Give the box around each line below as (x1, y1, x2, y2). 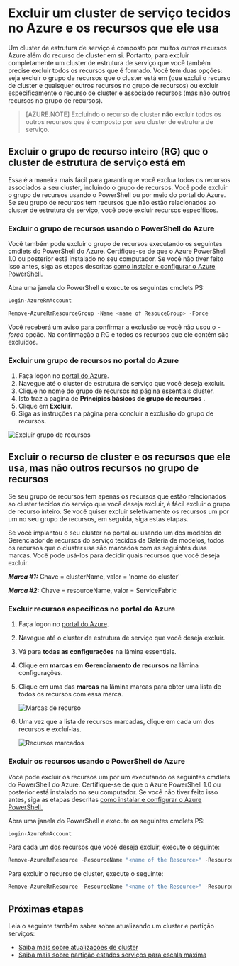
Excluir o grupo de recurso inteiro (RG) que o (8, 145, 209, 157)
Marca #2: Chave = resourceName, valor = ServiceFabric (8, 586, 177, 594)
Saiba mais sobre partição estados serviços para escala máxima (18, 950, 207, 959)
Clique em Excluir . (18, 402, 73, 411)
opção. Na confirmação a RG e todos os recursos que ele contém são (25, 330, 229, 338)
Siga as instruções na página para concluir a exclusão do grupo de (18, 409, 213, 418)
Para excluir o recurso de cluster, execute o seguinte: (8, 870, 164, 878)
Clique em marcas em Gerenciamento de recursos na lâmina (18, 661, 199, 670)
